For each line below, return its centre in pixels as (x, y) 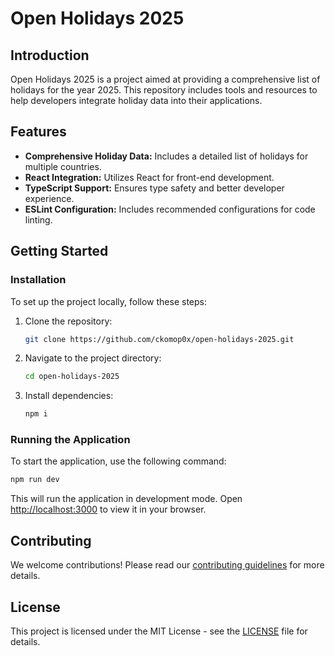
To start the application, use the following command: (118, 461)
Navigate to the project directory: (93, 358)
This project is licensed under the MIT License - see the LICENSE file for (159, 631)
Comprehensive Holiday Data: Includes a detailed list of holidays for (166, 156)
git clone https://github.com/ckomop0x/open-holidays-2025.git (159, 339)
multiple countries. (63, 166)
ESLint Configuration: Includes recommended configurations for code (170, 209)
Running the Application (70, 440)
